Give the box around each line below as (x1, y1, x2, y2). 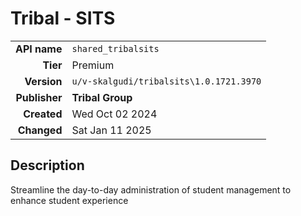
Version (24, 74, 63, 88)
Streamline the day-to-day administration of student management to (10, 183, 292, 196)
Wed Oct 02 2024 (71, 107, 158, 121)
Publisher (15, 90, 63, 104)
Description (10, 157, 85, 174)
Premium (71, 58, 115, 72)
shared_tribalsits (71, 43, 160, 54)
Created (23, 107, 63, 121)
